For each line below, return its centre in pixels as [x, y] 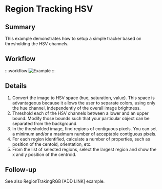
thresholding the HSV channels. [37, 44]
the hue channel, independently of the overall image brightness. [76, 108]
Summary [20, 27]
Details [16, 86]
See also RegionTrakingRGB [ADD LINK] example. [55, 181]
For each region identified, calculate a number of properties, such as [81, 139]
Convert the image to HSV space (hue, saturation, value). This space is [83, 98]
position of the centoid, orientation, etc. [52, 144]
